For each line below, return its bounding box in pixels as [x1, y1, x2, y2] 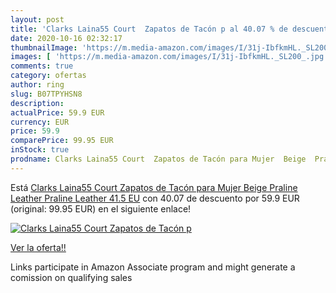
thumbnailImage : [10, 42, 78, 53]
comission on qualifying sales [10, 271, 133, 283]
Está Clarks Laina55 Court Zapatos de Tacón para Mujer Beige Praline [10, 181, 298, 193]
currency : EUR [10, 117, 70, 127]
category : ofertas [10, 71, 87, 81]
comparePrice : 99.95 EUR [10, 136, 114, 146]
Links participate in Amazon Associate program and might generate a [10, 261, 296, 273]
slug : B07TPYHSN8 [10, 89, 83, 99]
